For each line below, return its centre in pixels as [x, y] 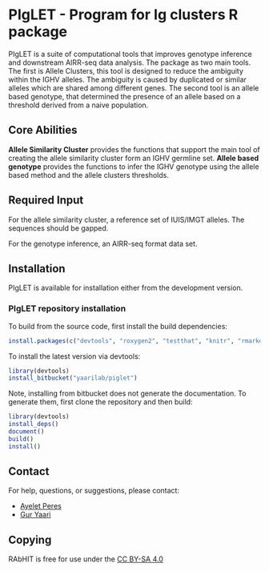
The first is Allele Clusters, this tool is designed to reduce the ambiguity [126, 70]
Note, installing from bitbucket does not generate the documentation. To [127, 393]
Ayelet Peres [40, 506]
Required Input [46, 201]
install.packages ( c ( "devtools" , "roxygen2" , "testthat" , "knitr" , [121, 341]
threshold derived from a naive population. [78, 105]
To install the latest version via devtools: [74, 356]
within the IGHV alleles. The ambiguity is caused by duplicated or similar [127, 79]
